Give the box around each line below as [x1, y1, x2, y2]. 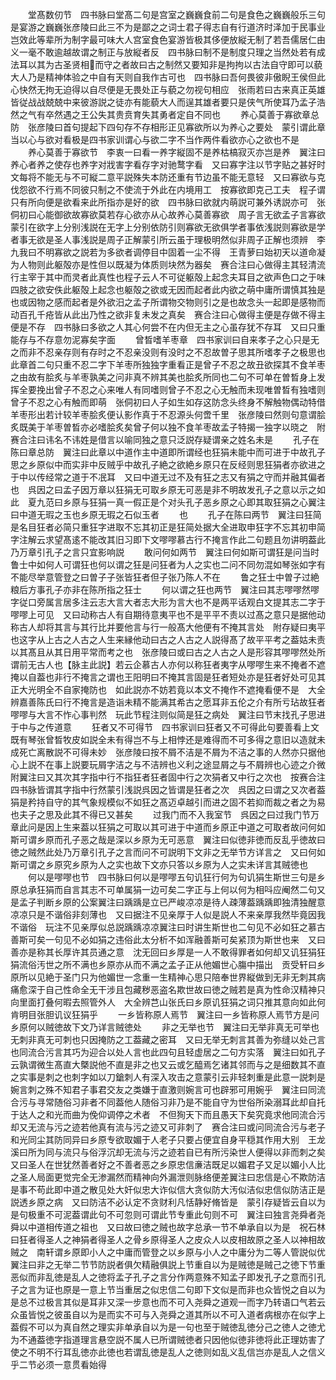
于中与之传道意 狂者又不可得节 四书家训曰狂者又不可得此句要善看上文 [10, 721, 320, 733]
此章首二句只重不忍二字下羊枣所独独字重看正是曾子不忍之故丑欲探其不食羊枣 [10, 359, 326, 370]
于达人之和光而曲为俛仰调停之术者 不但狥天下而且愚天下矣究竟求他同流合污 [10, 1109, 326, 1120]
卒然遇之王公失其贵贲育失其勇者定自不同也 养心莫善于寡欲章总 [44, 109, 320, 120]
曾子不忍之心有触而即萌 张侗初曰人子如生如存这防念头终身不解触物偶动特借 [10, 396, 326, 408]
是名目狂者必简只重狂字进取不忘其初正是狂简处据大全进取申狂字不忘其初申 [10, 521, 317, 533]
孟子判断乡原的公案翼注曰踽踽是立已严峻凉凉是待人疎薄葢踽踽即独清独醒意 [18, 896, 326, 908]
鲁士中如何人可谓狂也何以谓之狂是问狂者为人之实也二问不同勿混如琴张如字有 [10, 559, 326, 570]
